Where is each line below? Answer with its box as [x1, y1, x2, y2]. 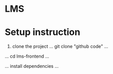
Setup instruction [5, 27, 80, 38]
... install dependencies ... [5, 63, 59, 69]
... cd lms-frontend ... [5, 53, 50, 59]
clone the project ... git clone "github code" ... [12, 43, 108, 50]
